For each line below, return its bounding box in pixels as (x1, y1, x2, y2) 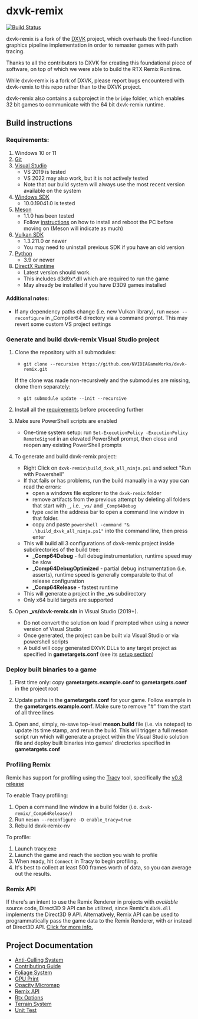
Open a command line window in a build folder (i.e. (14, 803, 138, 810)
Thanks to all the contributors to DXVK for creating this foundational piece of (6, 59, 192, 66)
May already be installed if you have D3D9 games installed (23, 281, 166, 288)
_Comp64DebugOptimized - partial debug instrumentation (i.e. (32, 565, 187, 572)
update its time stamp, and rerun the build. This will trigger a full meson (14, 727, 188, 734)
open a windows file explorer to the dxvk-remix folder (32, 490, 162, 497)
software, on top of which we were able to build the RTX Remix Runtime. (6, 65, 181, 72)
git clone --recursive (23, 361, 80, 367)
